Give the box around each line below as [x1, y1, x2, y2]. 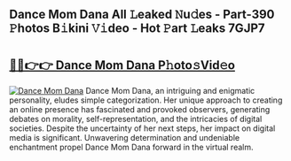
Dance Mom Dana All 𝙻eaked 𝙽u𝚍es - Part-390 [9, 7, 275, 22]
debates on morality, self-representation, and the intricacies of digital [9, 114, 263, 124]
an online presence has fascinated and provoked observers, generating [9, 104, 271, 114]
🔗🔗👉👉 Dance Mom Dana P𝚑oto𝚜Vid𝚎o [9, 57, 235, 73]
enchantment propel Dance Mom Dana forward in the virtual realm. [9, 142, 254, 152]
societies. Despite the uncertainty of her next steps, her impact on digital [9, 123, 276, 134]
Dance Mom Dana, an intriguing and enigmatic [85, 86, 256, 96]
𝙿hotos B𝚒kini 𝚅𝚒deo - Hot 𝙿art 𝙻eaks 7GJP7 [9, 21, 265, 36]
